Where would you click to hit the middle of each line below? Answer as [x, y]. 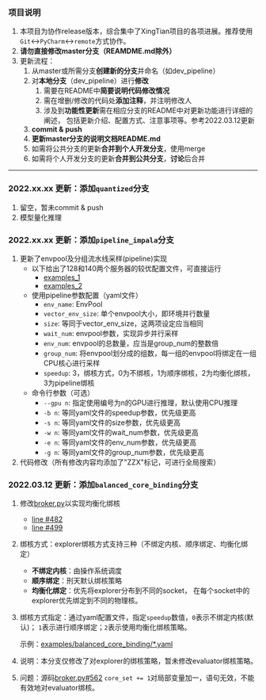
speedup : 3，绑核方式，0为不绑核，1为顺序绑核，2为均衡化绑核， [149, 373]
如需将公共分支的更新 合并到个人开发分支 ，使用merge [118, 149]
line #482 [47, 519]
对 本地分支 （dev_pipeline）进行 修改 [90, 81]
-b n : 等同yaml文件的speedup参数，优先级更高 [120, 412]
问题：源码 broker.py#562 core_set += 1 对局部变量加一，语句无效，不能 [137, 678]
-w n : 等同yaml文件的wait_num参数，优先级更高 [121, 432]
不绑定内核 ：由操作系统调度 [77, 571]
